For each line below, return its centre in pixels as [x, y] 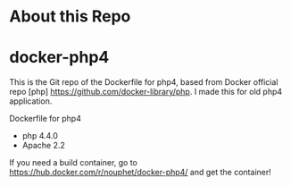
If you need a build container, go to [74, 163]
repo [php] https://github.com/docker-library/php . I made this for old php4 [146, 92]
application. [31, 101]
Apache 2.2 [43, 146]
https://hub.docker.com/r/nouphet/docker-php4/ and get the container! [141, 173]
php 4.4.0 [40, 136]
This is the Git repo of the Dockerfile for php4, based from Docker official [144, 82]
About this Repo [70, 17]
